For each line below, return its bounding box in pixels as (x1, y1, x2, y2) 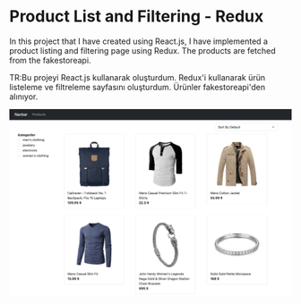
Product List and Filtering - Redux (9, 6, 264, 27)
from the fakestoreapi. (9, 55, 91, 65)
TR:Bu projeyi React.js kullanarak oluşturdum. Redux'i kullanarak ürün (9, 72, 266, 82)
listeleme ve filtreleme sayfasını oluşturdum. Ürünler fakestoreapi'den (9, 81, 266, 92)
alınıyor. (9, 91, 39, 102)
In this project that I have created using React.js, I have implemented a (9, 36, 269, 46)
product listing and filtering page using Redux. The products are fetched (9, 45, 276, 55)
